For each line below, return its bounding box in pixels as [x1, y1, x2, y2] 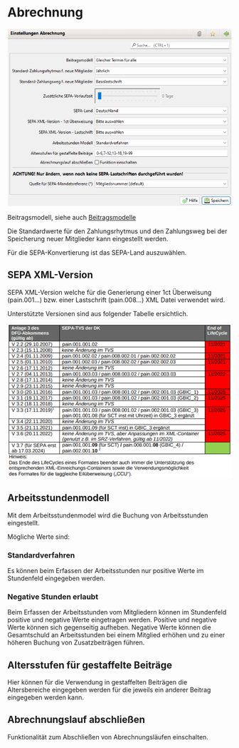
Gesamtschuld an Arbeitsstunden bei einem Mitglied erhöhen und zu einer [7, 631, 225, 640]
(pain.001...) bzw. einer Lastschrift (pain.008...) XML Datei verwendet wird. [7, 295, 225, 304]
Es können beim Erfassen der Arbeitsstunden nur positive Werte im [7, 566, 204, 575]
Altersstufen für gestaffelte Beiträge [7, 659, 173, 671]
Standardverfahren [7, 550, 75, 560]
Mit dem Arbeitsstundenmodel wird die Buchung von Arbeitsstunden [7, 511, 208, 520]
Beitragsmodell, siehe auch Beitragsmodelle [7, 213, 137, 222]
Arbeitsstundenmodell [7, 492, 110, 504]
